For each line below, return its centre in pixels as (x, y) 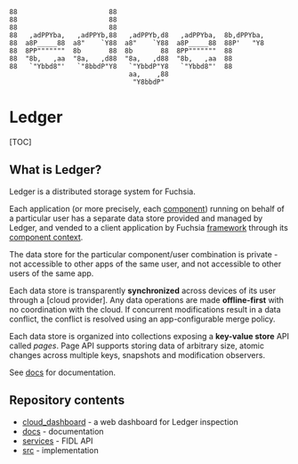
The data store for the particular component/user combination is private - (144, 254)
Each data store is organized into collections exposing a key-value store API (149, 336)
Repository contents (67, 400)
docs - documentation (63, 431)
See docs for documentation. (63, 372)
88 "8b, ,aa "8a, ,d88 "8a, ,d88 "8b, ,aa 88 (121, 59)
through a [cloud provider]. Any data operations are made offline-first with (147, 300)
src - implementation (60, 450)
